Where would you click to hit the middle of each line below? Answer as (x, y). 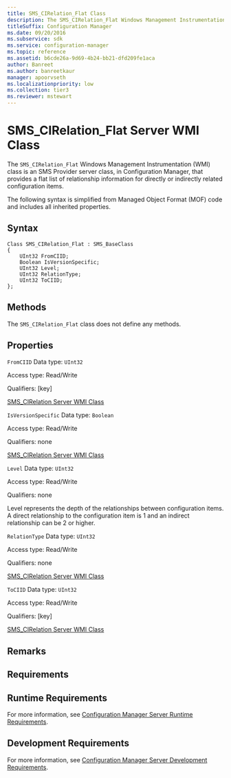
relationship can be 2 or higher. (51, 523)
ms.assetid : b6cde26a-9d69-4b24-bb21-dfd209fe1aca (81, 58)
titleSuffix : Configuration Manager (59, 26)
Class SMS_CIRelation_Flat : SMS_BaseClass (70, 244)
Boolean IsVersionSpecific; (59, 262)
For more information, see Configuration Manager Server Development (107, 759)
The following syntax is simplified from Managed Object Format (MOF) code (115, 199)
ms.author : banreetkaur (41, 71)
